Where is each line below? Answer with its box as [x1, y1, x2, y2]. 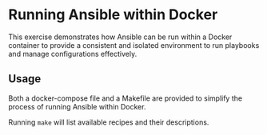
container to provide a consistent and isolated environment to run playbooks [8, 40, 260, 50]
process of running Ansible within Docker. [8, 101, 146, 111]
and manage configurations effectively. [8, 49, 137, 58]
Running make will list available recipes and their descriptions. [8, 117, 209, 127]
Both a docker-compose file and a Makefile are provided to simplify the [8, 93, 242, 103]
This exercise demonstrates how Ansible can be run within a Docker [8, 32, 233, 42]
